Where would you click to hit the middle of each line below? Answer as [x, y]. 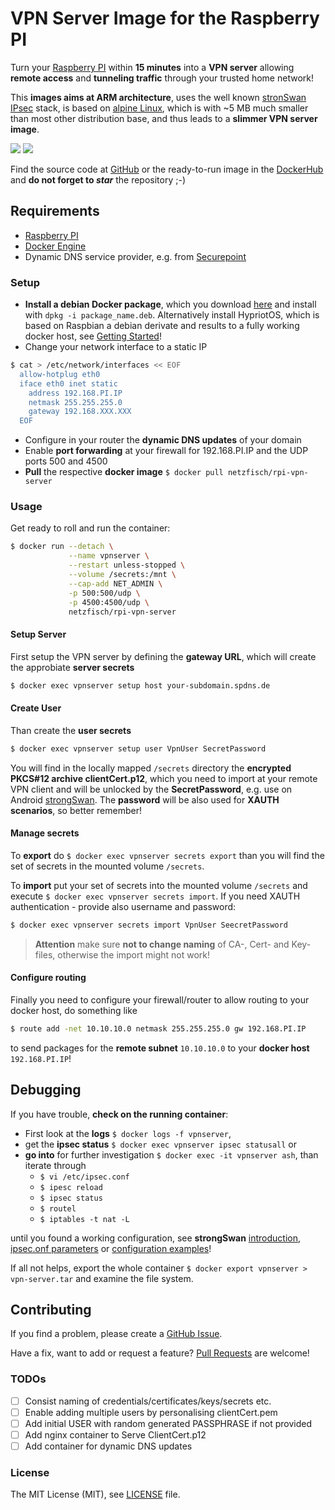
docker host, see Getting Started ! [93, 336]
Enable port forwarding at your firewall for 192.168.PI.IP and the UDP [166, 451]
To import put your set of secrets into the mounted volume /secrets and [159, 885]
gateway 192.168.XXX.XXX [80, 412]
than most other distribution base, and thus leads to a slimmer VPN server [164, 118]
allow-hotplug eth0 [60, 374]
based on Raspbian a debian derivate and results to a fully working [162, 326]
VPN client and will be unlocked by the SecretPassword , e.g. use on [151, 789]
